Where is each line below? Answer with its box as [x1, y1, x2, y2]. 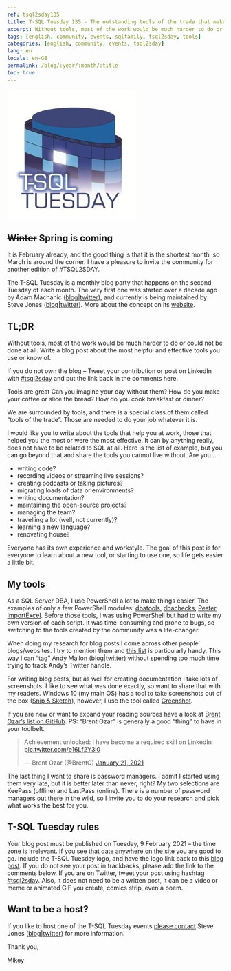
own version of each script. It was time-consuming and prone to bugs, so [7, 619, 215, 627]
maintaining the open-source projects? [16, 501, 127, 510]
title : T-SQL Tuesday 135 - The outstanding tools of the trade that [7, 18, 211, 26]
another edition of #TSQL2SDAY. [7, 266, 100, 274]
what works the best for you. [7, 801, 89, 810]
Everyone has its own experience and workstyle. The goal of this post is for [7, 543, 221, 552]
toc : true [7, 69, 36, 76]
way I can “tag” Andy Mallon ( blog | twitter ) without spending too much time [7, 654, 219, 662]
